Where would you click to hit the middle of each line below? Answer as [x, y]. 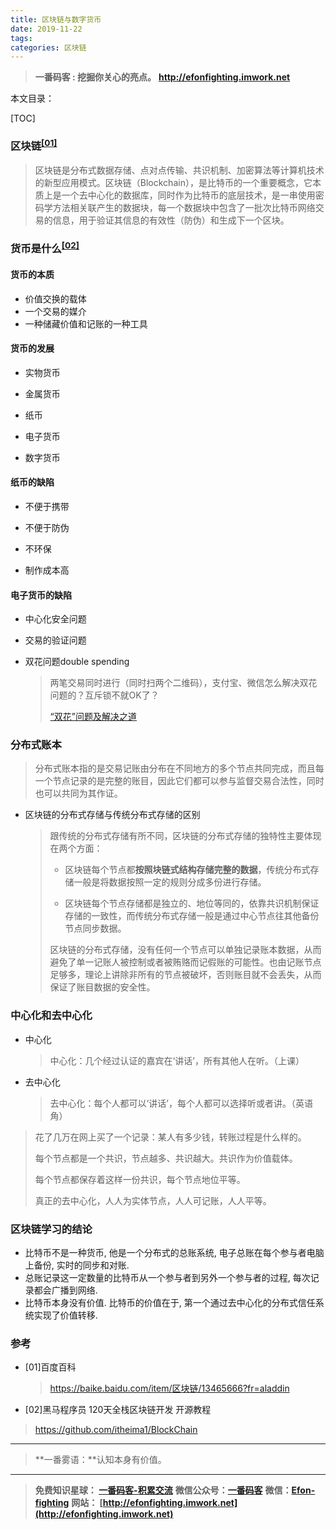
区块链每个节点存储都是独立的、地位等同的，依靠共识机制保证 [192, 903]
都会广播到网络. [65, 1290]
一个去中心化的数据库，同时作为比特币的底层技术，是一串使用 [188, 195]
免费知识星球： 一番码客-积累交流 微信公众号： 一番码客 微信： [163, 1490]
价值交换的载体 [55, 298]
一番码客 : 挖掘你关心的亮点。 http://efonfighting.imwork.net [162, 77]
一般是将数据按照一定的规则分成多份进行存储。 [170, 882]
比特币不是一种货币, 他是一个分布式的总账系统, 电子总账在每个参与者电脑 [174, 1253]
